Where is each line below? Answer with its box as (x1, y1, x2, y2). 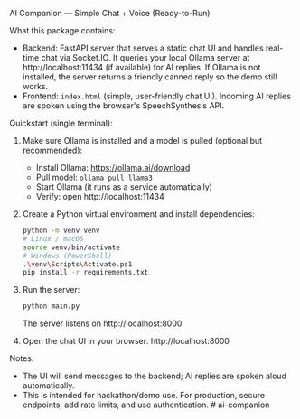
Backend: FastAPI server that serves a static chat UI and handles (22, 42, 264, 53)
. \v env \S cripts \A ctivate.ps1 (22, 259, 133, 269)
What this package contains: (9, 25, 116, 35)
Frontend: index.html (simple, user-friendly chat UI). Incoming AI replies (22, 90, 292, 101)
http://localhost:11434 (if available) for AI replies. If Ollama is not (22, 62, 261, 72)
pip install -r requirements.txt (22, 268, 149, 277)
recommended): (22, 144, 83, 155)
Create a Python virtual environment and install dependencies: (22, 209, 255, 219)
